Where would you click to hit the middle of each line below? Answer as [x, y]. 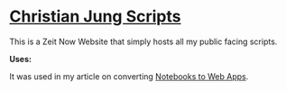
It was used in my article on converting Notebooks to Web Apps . [129, 76]
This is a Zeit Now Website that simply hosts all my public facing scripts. [143, 41]
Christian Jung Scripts [95, 17]
